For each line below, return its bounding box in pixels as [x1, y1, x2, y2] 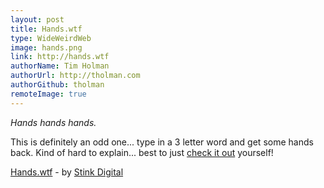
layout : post [10, 14, 65, 25]
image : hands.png [10, 42, 83, 53]
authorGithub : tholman [10, 80, 105, 90]
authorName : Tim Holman [10, 61, 110, 71]
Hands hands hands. [10, 116, 97, 128]
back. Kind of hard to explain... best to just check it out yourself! [10, 146, 274, 158]
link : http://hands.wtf [10, 52, 110, 62]
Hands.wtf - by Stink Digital [10, 166, 124, 178]
